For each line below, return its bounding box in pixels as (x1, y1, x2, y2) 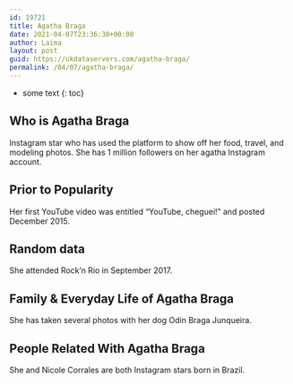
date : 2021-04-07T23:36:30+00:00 (9, 30, 134, 38)
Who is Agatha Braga (9, 114, 130, 129)
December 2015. (9, 216, 70, 226)
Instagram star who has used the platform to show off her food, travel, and (9, 137, 284, 148)
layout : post (9, 47, 58, 55)
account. (9, 156, 42, 166)
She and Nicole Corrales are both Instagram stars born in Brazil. (9, 364, 246, 375)
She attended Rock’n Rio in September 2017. (9, 265, 173, 276)
